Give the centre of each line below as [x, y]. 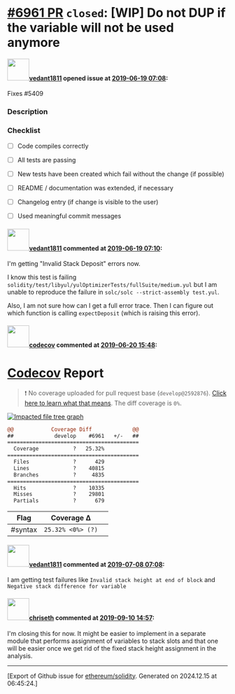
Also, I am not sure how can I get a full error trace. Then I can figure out [111, 306]
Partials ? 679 [59, 501]
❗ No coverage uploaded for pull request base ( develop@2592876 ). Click [126, 392]
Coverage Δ [71, 518]
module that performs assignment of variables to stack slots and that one [113, 641]
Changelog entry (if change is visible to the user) [88, 201]
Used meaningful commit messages [69, 215]
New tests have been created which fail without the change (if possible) [121, 173]
